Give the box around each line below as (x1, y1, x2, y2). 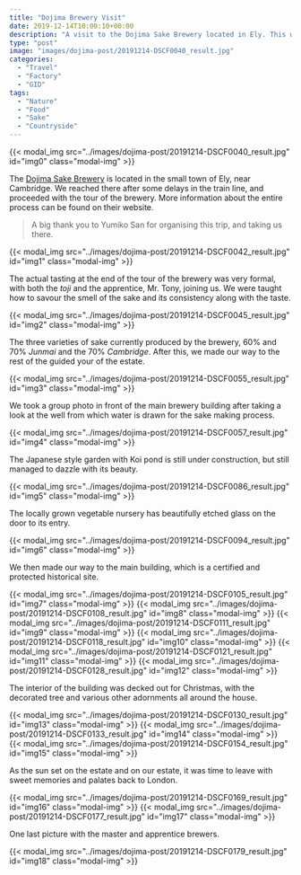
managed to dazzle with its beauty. (9, 464, 139, 474)
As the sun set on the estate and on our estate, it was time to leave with (9, 765, 273, 775)
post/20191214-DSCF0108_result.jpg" (9, 608, 148, 618)
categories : (9, 55, 54, 64)
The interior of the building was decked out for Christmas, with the (9, 683, 255, 693)
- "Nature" (17, 96, 58, 106)
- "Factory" (17, 72, 63, 81)
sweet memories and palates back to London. (9, 774, 178, 785)
